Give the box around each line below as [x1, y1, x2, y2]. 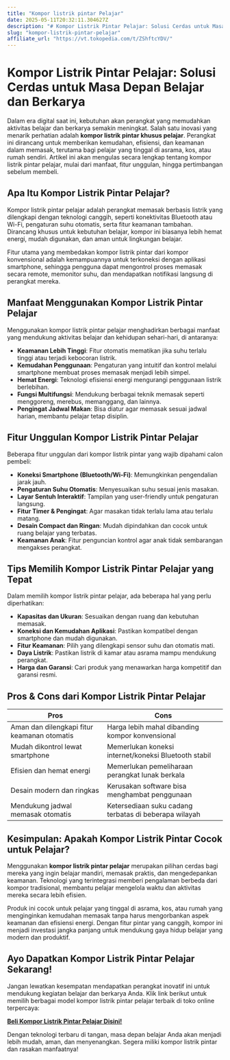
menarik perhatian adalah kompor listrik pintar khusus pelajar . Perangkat [7, 131, 216, 140]
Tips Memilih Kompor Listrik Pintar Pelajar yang [7, 563, 214, 575]
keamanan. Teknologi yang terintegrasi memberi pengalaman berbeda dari [7, 876, 218, 884]
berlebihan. [16, 383, 49, 391]
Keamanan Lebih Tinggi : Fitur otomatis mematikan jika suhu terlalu [16, 346, 207, 355]
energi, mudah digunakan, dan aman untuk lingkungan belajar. [7, 234, 183, 243]
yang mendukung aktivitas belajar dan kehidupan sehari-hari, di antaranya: [7, 333, 218, 341]
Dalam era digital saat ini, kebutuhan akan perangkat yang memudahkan [7, 117, 211, 125]
